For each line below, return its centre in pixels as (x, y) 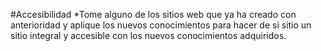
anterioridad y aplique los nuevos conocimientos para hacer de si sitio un (161, 25)
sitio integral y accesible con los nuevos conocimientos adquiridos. (148, 35)
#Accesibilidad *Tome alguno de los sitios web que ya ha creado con (153, 14)
